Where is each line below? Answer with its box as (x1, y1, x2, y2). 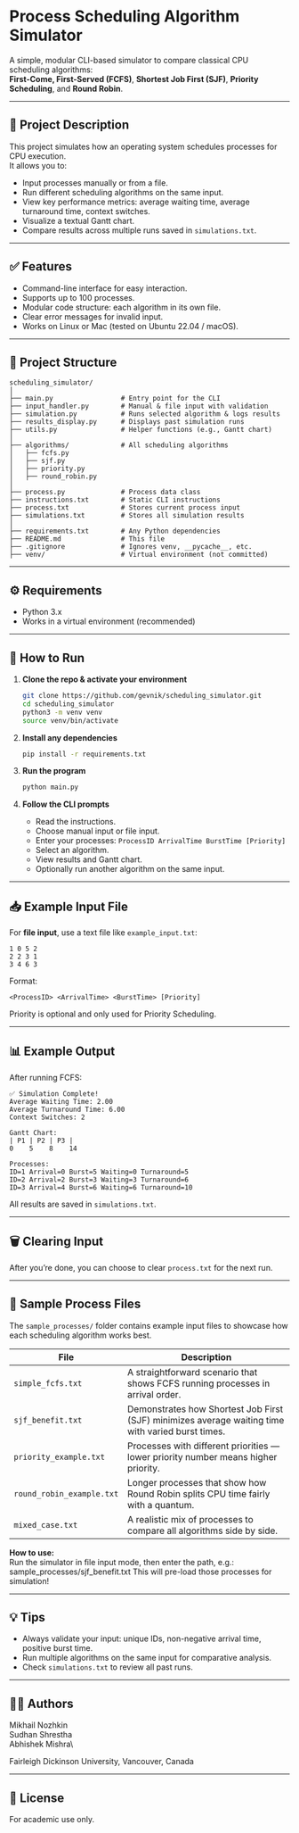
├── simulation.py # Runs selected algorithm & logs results (9, 410, 280, 419)
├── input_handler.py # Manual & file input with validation (9, 402, 269, 411)
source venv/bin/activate (21, 716, 118, 725)
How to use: (9, 1547, 55, 1558)
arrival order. (127, 1388, 182, 1400)
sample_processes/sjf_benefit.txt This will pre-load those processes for (9, 1566, 272, 1577)
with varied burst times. (127, 1425, 226, 1438)
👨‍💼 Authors (9, 1696, 74, 1711)
